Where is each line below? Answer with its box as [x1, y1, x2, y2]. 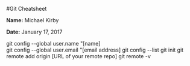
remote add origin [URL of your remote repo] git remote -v [6, 53, 151, 59]
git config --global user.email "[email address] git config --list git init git [6, 46, 184, 53]
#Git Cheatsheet [6, 5, 47, 12]
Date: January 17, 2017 [6, 28, 63, 35]
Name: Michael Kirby [6, 17, 59, 23]
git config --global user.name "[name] [6, 40, 101, 47]
